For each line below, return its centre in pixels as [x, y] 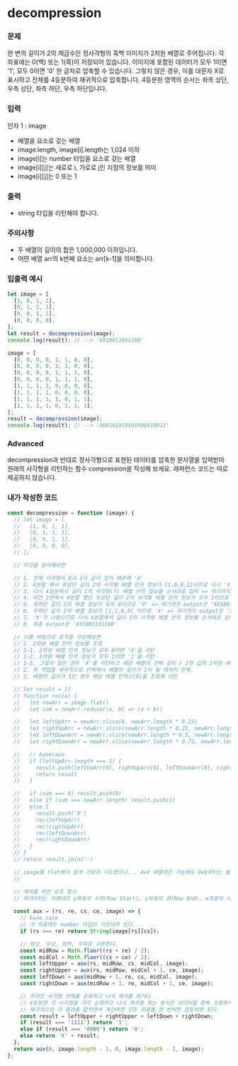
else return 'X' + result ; [60, 1036]
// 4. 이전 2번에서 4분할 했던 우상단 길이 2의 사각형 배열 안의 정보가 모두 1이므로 [121, 598]
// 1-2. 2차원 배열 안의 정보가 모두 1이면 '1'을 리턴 [84, 657]
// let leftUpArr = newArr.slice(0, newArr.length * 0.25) [106, 722]
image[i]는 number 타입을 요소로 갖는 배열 [76, 158]
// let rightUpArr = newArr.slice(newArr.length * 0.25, [103, 729]
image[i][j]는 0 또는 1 [47, 176]
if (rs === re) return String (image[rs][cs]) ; [90, 931]
